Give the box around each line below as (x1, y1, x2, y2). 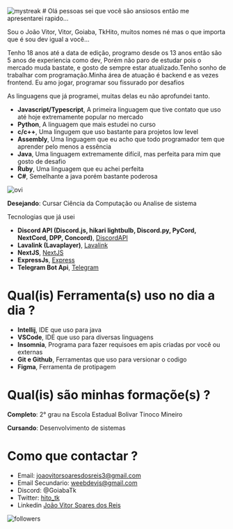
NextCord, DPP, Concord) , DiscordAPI (17, 234, 129, 241)
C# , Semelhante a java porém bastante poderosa (17, 172, 158, 180)
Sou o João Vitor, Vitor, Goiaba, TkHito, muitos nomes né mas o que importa (7, 28, 226, 36)
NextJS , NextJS (17, 248, 64, 257)
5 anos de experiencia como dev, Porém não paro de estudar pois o (7, 56, 202, 64)
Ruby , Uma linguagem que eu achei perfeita (17, 165, 144, 173)
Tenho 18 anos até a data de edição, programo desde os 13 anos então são (7, 49, 223, 57)
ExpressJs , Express (17, 256, 75, 264)
